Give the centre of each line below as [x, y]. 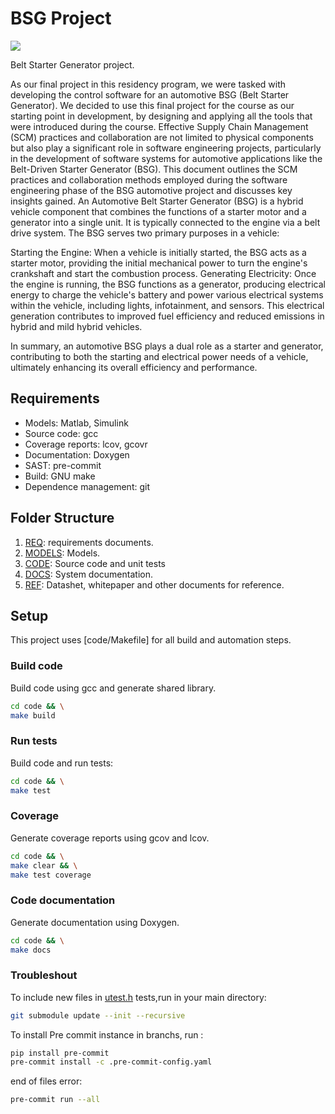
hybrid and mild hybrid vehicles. [76, 326]
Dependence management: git [87, 486]
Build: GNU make [60, 476]
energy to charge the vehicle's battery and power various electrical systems [167, 294]
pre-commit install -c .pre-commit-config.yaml [111, 1062]
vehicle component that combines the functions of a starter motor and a [158, 211]
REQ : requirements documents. [89, 542]
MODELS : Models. [62, 553]
